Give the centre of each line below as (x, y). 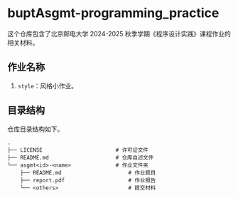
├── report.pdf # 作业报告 (88, 180)
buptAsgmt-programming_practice (113, 13)
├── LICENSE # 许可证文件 (78, 150)
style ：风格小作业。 (48, 85)
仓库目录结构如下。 (36, 129)
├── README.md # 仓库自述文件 (81, 157)
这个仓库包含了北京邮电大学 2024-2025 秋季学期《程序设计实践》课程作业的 (119, 33)
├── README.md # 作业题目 (88, 172)
